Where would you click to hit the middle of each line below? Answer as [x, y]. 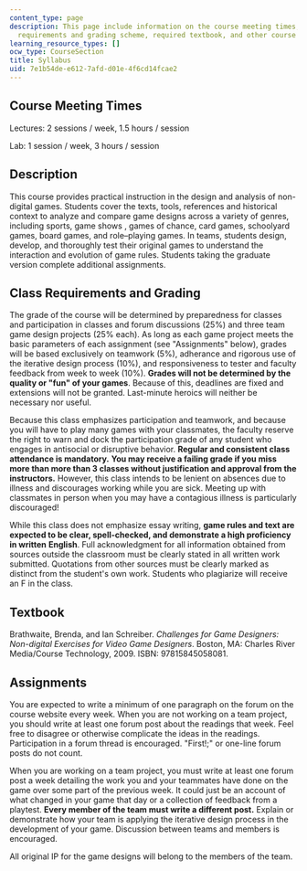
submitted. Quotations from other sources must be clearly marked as [139, 564]
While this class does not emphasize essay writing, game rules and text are [152, 526]
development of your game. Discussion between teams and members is [145, 829]
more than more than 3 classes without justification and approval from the [153, 469]
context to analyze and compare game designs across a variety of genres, [149, 216]
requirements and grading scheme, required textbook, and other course [157, 35]
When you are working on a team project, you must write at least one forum [152, 770]
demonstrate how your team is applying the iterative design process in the [149, 819]
